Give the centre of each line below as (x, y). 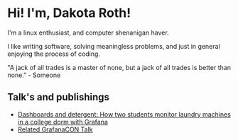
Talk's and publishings (59, 97)
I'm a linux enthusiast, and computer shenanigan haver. (88, 33)
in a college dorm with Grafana (63, 122)
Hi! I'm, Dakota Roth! (69, 13)
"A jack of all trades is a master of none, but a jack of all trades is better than (119, 67)
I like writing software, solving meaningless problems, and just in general (114, 46)
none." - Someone (34, 75)
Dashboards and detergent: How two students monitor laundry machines (124, 114)
